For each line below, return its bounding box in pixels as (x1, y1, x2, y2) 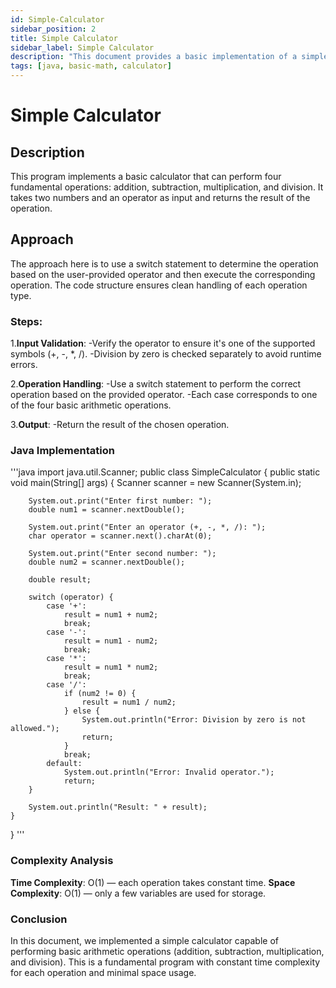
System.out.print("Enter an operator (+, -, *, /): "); (28, 522, 267, 533)
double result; (28, 575, 92, 585)
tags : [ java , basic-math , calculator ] (10, 61, 172, 71)
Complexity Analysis (10, 854, 114, 868)
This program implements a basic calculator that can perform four (10, 171, 282, 182)
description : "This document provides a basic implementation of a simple (10, 52, 329, 62)
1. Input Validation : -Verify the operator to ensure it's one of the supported (10, 337, 316, 350)
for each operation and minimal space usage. (10, 967, 197, 978)
